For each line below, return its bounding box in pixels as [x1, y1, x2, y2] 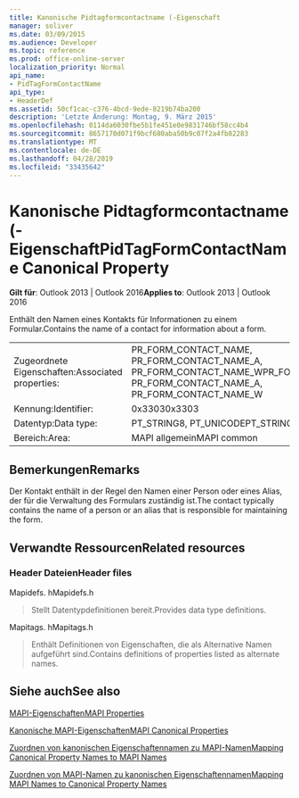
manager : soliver [9, 21, 74, 30]
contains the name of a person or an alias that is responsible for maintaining [9, 505, 287, 516]
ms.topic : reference [9, 46, 86, 55]
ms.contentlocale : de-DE [9, 145, 101, 154]
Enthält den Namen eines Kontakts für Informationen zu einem [9, 314, 238, 325]
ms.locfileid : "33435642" [9, 162, 105, 171]
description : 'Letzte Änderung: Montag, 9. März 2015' [9, 112, 217, 121]
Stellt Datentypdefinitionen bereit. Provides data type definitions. [30, 604, 267, 615]
